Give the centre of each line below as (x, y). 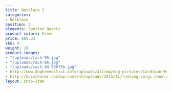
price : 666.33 (20, 39)
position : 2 (18, 24)
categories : (18, 15)
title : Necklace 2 (25, 10)
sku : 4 (12, 43)
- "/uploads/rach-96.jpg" (33, 62)
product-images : (23, 53)
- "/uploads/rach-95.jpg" (33, 57)
